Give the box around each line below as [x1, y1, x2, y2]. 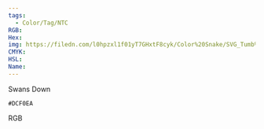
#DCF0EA [8, 99, 34, 107]
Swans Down [8, 84, 51, 94]
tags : [8, 11, 26, 20]
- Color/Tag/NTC [15, 19, 68, 27]
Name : [8, 63, 26, 71]
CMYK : [8, 48, 26, 56]
